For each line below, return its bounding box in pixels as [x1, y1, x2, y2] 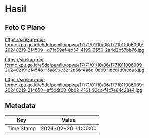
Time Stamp [7, 125, 36, 132]
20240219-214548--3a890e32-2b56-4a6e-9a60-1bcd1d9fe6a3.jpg [5, 67, 145, 73]
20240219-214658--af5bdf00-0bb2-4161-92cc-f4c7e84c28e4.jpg [5, 87, 142, 93]
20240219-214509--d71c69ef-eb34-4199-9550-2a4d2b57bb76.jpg [5, 47, 145, 53]
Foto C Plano [5, 23, 45, 32]
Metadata [5, 102, 36, 110]
